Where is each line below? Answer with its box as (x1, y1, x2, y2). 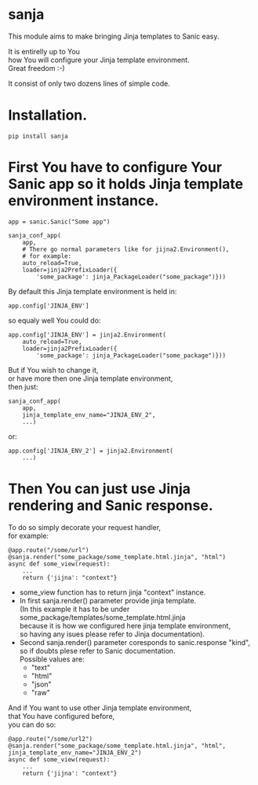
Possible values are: (19, 654, 85, 664)
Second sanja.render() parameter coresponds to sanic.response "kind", (19, 637, 251, 647)
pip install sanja (8, 132, 68, 140)
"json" (31, 679, 53, 689)
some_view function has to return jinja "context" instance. (19, 588, 206, 597)
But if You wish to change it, (8, 365, 99, 374)
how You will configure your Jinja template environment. (8, 55, 190, 64)
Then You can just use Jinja (8, 480, 191, 497)
